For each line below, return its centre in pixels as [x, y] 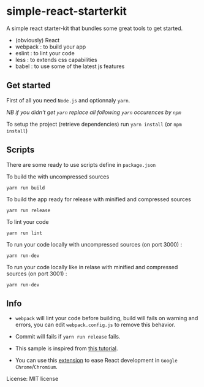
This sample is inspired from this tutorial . [66, 348]
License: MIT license [32, 379]
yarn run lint [25, 233]
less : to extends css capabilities [56, 59]
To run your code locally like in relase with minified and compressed [92, 267]
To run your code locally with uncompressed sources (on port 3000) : [94, 244]
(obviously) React [37, 40]
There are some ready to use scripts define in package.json [81, 164]
